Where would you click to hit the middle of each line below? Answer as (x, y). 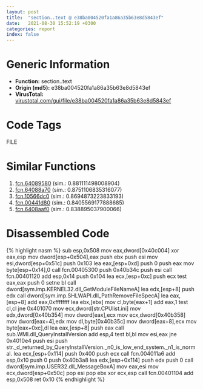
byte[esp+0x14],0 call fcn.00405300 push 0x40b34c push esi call (89, 269)
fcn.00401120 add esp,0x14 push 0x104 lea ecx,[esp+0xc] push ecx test (97, 276)
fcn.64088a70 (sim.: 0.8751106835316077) (68, 189)
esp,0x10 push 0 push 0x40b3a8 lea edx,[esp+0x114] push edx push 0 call (100, 360)
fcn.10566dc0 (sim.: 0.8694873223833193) (69, 196)
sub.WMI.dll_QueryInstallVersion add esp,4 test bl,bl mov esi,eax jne (92, 334)
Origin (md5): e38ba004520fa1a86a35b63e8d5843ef (83, 88)
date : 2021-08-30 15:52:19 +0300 (51, 23)
